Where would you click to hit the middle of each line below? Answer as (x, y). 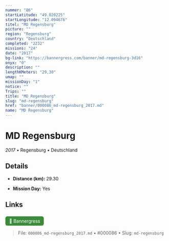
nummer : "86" (19, 10)
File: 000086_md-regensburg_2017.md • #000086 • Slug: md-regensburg (91, 233)
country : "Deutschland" (31, 39)
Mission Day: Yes (31, 189)
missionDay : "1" (23, 82)
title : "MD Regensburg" (31, 96)
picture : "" (18, 29)
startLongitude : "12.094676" (36, 20)
